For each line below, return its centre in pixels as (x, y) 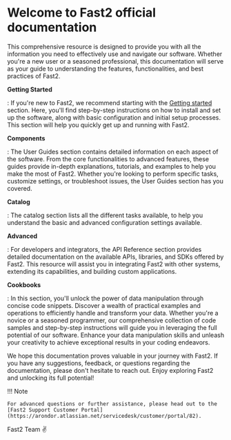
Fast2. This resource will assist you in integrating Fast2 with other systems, (114, 264)
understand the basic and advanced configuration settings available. (104, 222)
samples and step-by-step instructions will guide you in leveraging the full (112, 327)
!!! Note (18, 391)
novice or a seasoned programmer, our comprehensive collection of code (112, 320)
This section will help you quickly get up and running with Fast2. (98, 125)
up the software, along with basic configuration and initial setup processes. (114, 117)
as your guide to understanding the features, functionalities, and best (106, 68)
